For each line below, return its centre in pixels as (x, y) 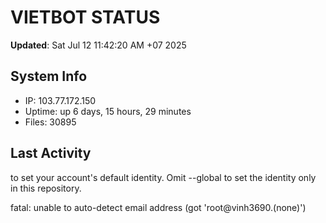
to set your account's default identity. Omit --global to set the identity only (163, 177)
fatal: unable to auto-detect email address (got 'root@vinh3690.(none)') (158, 207)
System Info (49, 76)
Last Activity (51, 153)
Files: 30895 (50, 122)
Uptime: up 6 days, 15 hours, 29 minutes (108, 111)
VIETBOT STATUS (85, 17)
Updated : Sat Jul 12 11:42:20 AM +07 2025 (98, 45)
